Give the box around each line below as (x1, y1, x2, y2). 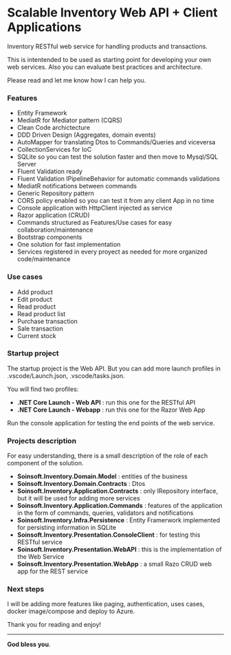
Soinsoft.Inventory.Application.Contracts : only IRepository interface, (16, 487, 219, 496)
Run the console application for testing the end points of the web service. (7, 419, 215, 427)
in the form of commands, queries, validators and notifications (16, 509, 194, 517)
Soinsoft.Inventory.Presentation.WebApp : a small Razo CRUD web (16, 560, 212, 568)
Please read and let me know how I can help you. (7, 76, 146, 84)
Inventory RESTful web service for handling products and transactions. (7, 42, 208, 50)
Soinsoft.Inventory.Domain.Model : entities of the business (16, 472, 188, 480)
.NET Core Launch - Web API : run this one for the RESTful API (16, 398, 196, 406)
